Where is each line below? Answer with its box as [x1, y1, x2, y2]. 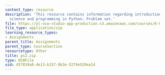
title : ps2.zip [5, 53, 36, 58]
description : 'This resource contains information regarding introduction [5, 12, 162, 17]
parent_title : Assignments [5, 39, 60, 44]
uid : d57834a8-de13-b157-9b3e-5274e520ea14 [5, 62, 96, 67]
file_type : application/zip [5, 26, 63, 31]
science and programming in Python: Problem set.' [9, 16, 115, 21]
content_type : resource [5, 7, 54, 12]
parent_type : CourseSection [5, 44, 63, 49]
